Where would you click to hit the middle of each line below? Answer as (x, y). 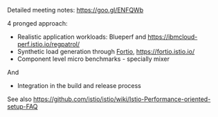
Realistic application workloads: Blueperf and (82, 37)
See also (20, 99)
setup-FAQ (22, 106)
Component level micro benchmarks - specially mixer (93, 59)
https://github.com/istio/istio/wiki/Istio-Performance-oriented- (122, 99)
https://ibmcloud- (173, 37)
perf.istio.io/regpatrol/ (48, 44)
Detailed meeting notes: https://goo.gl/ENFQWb (75, 10)
